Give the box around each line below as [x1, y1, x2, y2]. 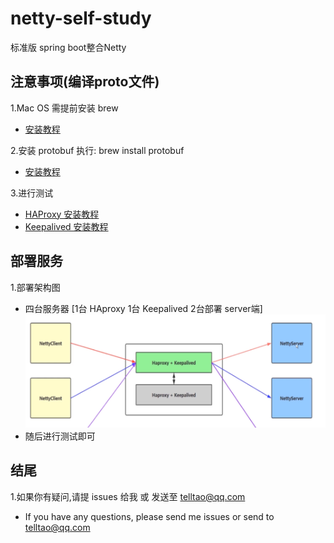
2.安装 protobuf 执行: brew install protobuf [10, 144, 185, 156]
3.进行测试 [10, 187, 54, 199]
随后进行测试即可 [24, 430, 96, 442]
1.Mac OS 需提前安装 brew [10, 102, 119, 114]
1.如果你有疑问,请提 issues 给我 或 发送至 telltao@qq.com [10, 490, 246, 502]
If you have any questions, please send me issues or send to [24, 510, 275, 522]
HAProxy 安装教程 [24, 208, 100, 220]
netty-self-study [10, 7, 152, 30]
